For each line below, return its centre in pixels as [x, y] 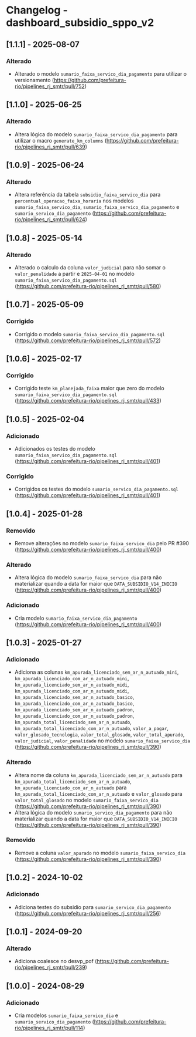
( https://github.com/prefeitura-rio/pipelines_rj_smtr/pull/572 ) [87, 340]
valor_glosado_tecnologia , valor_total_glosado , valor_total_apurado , [99, 735]
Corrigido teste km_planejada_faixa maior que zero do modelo [90, 389]
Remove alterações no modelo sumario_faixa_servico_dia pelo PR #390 [102, 543]
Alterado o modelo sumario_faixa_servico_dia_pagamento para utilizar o [101, 73]
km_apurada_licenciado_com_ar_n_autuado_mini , [72, 678]
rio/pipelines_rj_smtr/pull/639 [50, 147]
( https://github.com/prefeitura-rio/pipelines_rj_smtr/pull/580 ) [88, 286]
